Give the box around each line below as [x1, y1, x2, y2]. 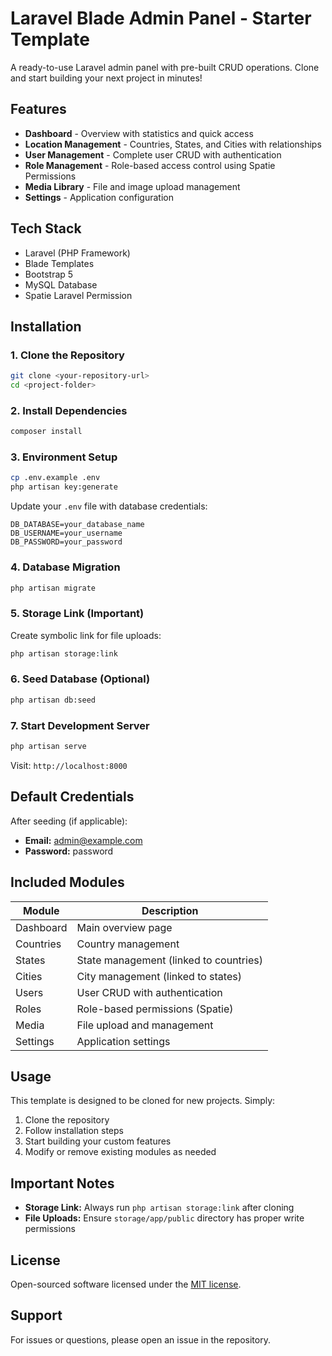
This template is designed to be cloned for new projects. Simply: [10, 1095, 276, 1107]
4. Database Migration [10, 560, 121, 574]
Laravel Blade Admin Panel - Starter [10, 7, 312, 30]
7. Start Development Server [10, 718, 150, 732]
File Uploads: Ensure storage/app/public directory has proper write [24, 1212, 305, 1224]
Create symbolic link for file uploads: [10, 629, 162, 641]
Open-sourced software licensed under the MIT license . [10, 1278, 242, 1290]
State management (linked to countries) [76, 953, 263, 967]
